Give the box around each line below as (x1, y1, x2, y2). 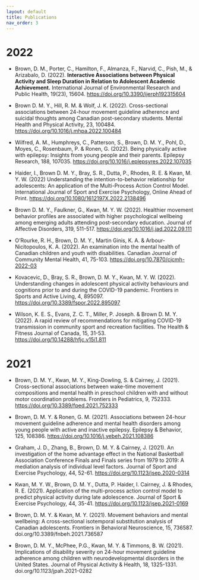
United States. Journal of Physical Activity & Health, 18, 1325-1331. (14, 561, 178, 568)
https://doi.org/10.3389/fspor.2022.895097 (14, 299, 121, 306)
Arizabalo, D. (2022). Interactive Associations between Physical (14, 72, 175, 79)
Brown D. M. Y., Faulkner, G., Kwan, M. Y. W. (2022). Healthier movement (14, 206, 194, 213)
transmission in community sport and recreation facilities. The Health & (14, 323, 189, 331)
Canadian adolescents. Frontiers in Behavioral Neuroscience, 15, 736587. (14, 524, 193, 531)
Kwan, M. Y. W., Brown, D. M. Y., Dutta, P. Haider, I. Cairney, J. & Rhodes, (14, 481, 193, 488)
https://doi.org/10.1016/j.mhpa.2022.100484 (14, 128, 122, 135)
